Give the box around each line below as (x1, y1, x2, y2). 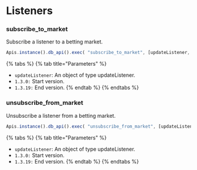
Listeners (6, 4, 53, 18)
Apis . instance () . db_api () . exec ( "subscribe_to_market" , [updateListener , (6, 50, 191, 56)
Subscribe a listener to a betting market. (6, 38, 103, 45)
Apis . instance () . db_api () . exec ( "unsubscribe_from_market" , (6, 123, 157, 130)
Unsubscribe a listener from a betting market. (6, 112, 116, 119)
